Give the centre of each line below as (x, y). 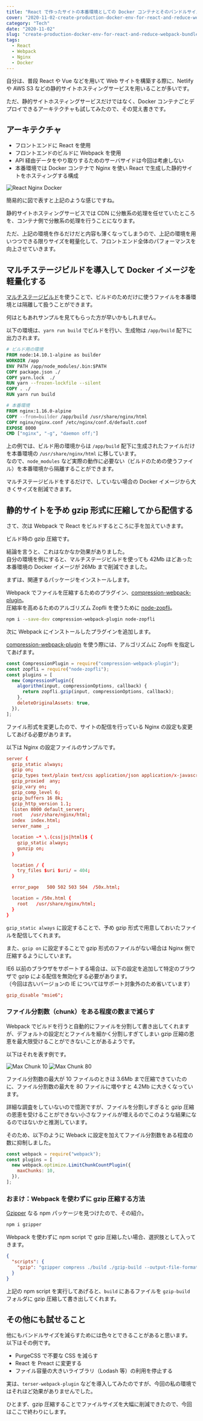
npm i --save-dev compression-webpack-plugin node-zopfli (81, 619)
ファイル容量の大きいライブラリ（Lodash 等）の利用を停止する (94, 1371)
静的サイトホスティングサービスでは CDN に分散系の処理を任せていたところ (101, 213)
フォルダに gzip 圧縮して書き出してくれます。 (63, 1298)
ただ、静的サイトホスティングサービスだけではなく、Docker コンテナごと (98, 101)
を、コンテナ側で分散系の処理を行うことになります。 (72, 221)
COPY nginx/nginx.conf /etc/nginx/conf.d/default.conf (77, 422)
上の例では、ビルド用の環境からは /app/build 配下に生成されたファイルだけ (101, 446)
